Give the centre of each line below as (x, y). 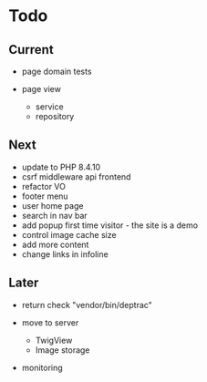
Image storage (62, 350)
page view (41, 89)
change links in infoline (65, 254)
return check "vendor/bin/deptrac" (87, 305)
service (50, 107)
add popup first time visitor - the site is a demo (109, 225)
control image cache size (69, 234)
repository (55, 116)
